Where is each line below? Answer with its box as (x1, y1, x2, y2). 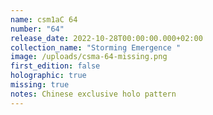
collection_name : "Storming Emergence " (10, 42, 182, 53)
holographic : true (10, 71, 87, 81)
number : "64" (10, 24, 65, 34)
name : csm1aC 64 (10, 14, 78, 25)
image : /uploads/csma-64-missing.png (10, 52, 168, 62)
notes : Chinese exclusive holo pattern (10, 89, 177, 99)
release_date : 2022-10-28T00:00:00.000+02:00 (10, 33, 203, 43)
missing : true (10, 80, 70, 90)
